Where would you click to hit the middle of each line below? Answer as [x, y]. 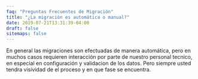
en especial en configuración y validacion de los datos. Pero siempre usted [99, 64]
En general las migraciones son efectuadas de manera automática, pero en [99, 50]
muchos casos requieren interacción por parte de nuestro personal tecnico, [99, 57]
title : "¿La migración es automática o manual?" [68, 17]
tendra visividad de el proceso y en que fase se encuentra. [79, 69]
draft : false [22, 28]
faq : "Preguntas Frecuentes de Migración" [60, 12]
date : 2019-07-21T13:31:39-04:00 [48, 23]
